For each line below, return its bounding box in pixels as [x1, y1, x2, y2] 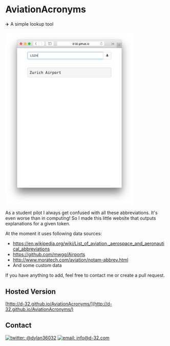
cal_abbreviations [12, 246, 50, 252]
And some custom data [12, 262, 62, 268]
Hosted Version [5, 287, 56, 296]
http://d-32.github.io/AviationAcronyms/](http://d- [7, 300, 113, 306]
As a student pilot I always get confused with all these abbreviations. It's [5, 209, 158, 216]
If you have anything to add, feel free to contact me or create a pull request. [5, 272, 165, 278]
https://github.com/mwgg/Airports [12, 252, 86, 258]
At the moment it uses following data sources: [5, 230, 102, 237]
